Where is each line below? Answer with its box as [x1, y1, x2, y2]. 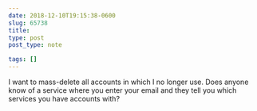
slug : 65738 [8, 19, 48, 27]
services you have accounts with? [8, 94, 121, 103]
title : [8, 26, 30, 34]
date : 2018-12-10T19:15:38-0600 [8, 11, 116, 20]
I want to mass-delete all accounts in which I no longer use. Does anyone [8, 77, 249, 86]
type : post [8, 33, 45, 42]
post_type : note [8, 41, 62, 49]
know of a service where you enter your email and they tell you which [8, 86, 237, 95]
